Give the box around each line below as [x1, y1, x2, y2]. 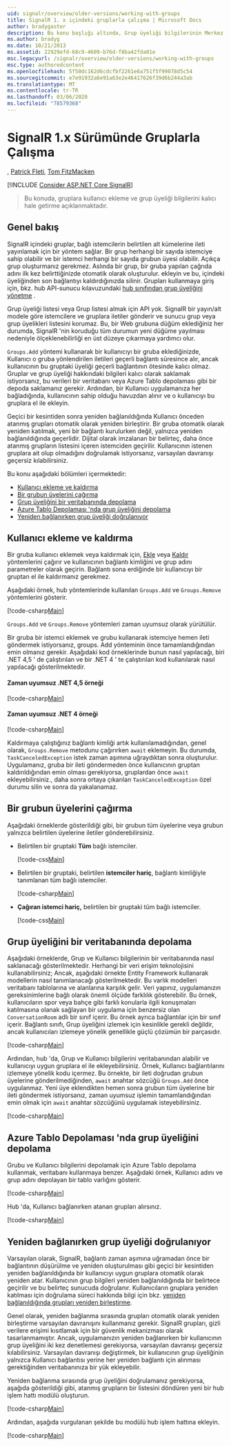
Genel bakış [7, 222, 59, 234]
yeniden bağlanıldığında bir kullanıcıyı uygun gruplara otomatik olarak [7, 1269, 204, 1277]
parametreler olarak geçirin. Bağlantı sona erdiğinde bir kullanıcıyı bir [7, 565, 203, 573]
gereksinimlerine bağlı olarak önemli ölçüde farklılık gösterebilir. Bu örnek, [7, 991, 217, 999]
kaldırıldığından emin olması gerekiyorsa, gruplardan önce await [7, 768, 189, 776]
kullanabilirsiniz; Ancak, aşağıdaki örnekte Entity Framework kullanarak [7, 969, 209, 978]
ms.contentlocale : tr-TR [7, 87, 79, 94]
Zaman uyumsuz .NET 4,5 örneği [7, 678, 104, 687]
